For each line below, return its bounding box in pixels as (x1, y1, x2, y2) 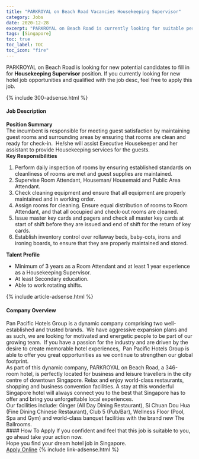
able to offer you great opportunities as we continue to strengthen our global (6, 352, 193, 359)
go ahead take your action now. (6, 433, 83, 441)
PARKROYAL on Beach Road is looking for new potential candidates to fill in (6, 64, 190, 71)
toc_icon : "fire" (6, 48, 49, 53)
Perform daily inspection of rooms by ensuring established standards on (14, 164, 191, 171)
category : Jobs (6, 14, 44, 20)
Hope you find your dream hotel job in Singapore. (6, 440, 127, 447)
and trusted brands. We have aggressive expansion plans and (35, 326, 188, 333)
